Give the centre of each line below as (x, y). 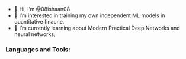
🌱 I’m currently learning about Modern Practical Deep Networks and (97, 28)
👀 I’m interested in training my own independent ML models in (89, 15)
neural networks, (35, 34)
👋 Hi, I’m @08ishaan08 (42, 9)
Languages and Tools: (38, 49)
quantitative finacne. (39, 22)
